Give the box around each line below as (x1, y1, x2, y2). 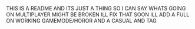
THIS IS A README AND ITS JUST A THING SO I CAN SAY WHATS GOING (6, 5, 186, 12)
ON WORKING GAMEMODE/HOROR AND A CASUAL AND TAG (6, 17, 157, 24)
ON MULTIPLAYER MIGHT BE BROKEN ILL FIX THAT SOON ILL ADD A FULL (6, 11, 190, 18)
